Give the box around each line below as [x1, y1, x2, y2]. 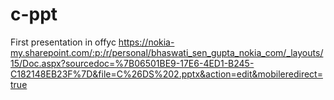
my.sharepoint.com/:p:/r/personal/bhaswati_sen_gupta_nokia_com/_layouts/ [10, 46, 324, 58]
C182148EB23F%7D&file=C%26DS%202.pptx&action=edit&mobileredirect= [10, 68, 323, 80]
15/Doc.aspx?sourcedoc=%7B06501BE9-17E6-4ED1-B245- [10, 57, 255, 69]
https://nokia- [118, 36, 175, 48]
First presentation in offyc [10, 36, 117, 48]
